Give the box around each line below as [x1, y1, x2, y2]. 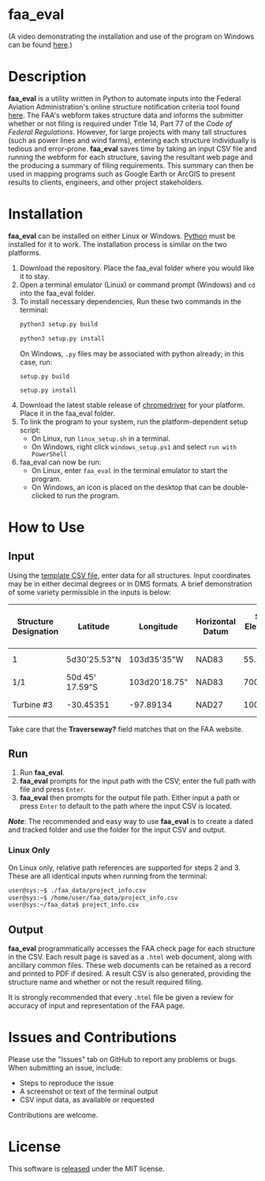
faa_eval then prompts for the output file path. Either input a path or [19, 793, 241, 803]
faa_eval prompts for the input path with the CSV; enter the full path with [19, 777, 256, 786]
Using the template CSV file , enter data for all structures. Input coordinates [8, 570, 251, 580]
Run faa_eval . [19, 768, 65, 777]
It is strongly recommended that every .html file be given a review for [8, 993, 234, 1002]
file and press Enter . [19, 784, 86, 794]
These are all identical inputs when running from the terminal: [8, 871, 207, 881]
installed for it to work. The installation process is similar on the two [8, 239, 227, 249]
